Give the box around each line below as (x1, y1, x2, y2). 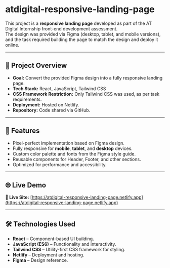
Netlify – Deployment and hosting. (12, 252, 84, 258)
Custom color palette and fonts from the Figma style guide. (12, 150, 136, 157)
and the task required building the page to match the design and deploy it (5, 36, 158, 43)
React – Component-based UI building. (12, 236, 95, 242)
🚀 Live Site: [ (5, 194, 32, 201)
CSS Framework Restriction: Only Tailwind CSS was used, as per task (12, 91, 160, 97)
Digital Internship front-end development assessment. (5, 25, 118, 31)
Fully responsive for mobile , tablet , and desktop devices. (12, 145, 133, 151)
